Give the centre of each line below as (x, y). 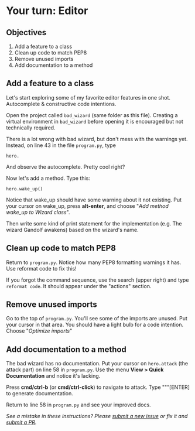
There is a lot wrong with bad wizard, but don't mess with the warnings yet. (97, 139)
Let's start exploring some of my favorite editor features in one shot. (88, 97)
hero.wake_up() (25, 189)
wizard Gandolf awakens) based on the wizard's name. (72, 230)
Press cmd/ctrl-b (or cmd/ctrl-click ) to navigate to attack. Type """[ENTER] (98, 387)
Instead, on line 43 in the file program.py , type (61, 145)
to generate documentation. (40, 394)
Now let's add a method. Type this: (48, 178)
